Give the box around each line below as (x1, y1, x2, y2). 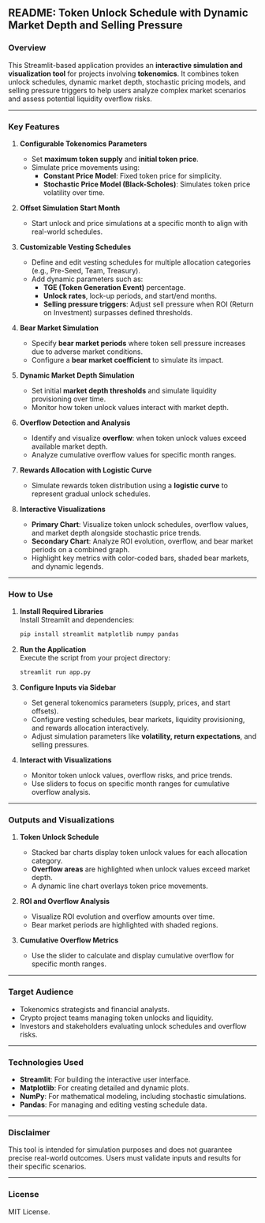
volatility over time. (43, 187, 105, 197)
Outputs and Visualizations (8, 814, 115, 825)
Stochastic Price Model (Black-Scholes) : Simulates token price (43, 179, 251, 189)
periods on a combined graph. (31, 544, 130, 554)
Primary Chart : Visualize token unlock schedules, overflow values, (31, 519, 248, 529)
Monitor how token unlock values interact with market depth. (31, 402, 229, 412)
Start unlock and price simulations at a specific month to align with (31, 218, 248, 228)
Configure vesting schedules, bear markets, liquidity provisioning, (31, 715, 245, 724)
